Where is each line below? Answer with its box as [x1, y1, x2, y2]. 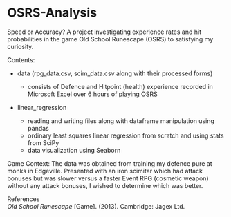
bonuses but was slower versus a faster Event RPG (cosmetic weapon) [7, 174, 209, 182]
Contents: [7, 55, 35, 64]
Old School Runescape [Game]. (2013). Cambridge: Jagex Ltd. [7, 202, 185, 210]
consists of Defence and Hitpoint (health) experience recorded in [27, 82, 213, 91]
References [7, 195, 40, 203]
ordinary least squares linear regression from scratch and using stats [27, 131, 224, 140]
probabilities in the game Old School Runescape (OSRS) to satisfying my [7, 35, 214, 43]
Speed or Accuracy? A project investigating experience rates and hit [7, 28, 202, 36]
